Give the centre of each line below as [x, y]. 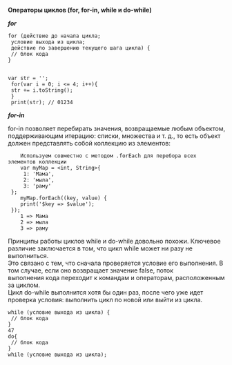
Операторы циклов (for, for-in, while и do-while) [80, 10]
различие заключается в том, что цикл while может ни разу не [100, 248]
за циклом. [24, 285]
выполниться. [28, 256]
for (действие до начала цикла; [54, 36]
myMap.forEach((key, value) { [64, 198]
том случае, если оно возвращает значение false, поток [91, 270]
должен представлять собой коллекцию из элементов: [89, 143]
